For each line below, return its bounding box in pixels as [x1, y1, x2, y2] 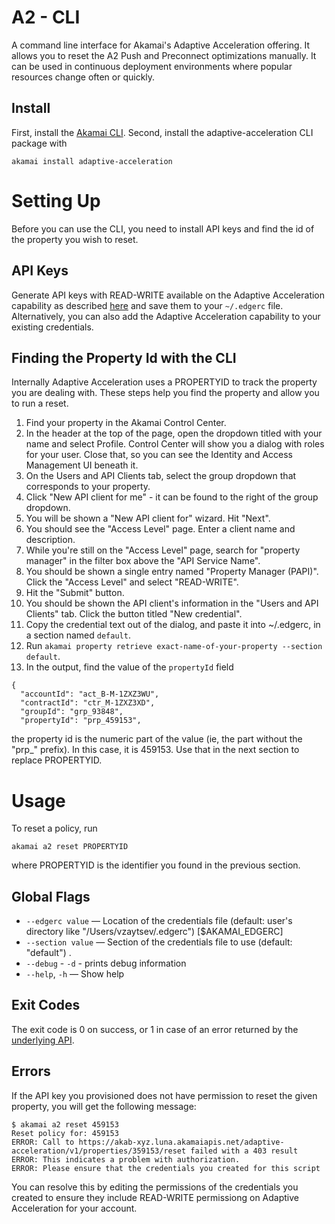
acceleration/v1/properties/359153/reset [11, 1146, 187, 1156]
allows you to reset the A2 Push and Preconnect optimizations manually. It [11, 49, 317, 61]
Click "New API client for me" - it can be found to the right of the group [25, 491, 319, 503]
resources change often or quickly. [11, 71, 156, 83]
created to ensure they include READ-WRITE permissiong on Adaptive [11, 1191, 299, 1203]
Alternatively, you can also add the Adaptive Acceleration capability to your [11, 310, 321, 322]
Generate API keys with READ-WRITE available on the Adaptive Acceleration [11, 289, 326, 301]
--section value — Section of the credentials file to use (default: [25, 936, 293, 948]
